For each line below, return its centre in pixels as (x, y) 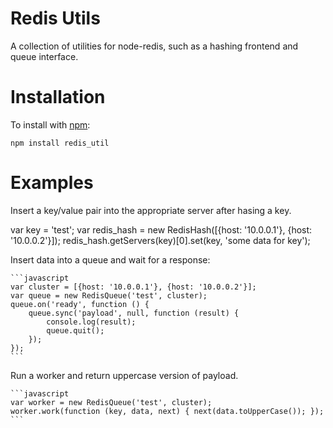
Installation (58, 97)
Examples (52, 183)
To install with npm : (50, 124)
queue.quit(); (75, 330)
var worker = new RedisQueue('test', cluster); (111, 402)
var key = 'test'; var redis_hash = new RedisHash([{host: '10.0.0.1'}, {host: (161, 229)
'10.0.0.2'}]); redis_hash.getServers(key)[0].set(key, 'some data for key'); (160, 240)
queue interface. (44, 56)
